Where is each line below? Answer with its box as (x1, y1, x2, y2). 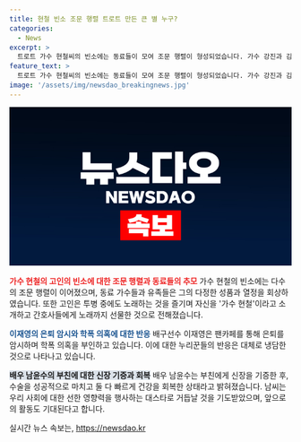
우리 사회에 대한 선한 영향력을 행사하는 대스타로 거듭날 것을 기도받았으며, (9, 393, 262, 403)
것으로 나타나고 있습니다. (9, 351, 96, 362)
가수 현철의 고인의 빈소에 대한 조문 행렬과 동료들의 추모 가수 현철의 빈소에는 (9, 276, 270, 287)
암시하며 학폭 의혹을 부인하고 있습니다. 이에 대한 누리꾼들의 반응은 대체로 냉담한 (9, 340, 287, 351)
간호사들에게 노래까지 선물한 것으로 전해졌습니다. (32, 309, 203, 320)
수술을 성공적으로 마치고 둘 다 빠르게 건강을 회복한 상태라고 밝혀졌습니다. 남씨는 (9, 381, 287, 392)
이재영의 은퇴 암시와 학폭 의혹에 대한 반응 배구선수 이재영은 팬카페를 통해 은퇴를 (9, 328, 285, 340)
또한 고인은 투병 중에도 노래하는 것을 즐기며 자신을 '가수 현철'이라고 (42, 299, 277, 309)
